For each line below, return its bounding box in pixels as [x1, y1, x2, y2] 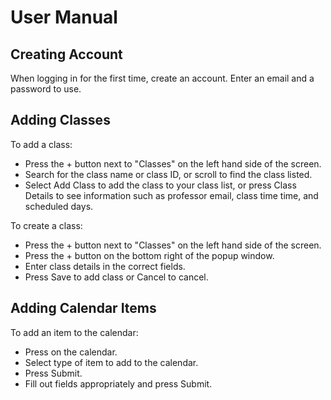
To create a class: [10, 219, 83, 231]
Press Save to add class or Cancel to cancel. [24, 271, 209, 283]
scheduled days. [24, 200, 94, 212]
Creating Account [10, 46, 123, 63]
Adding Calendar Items [10, 300, 157, 317]
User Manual [10, 6, 118, 29]
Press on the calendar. [24, 346, 118, 358]
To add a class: [10, 138, 73, 150]
